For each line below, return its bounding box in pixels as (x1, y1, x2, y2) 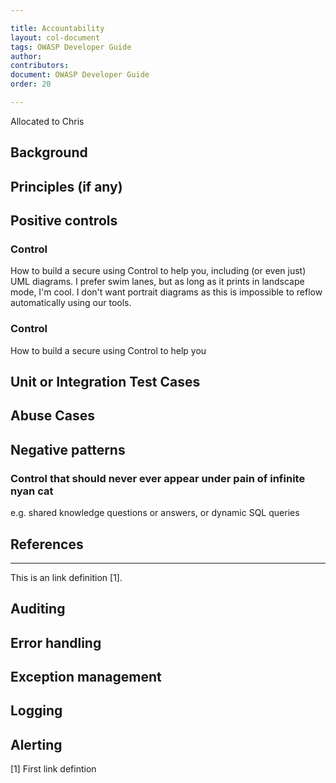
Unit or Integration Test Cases (10, 374, 201, 391)
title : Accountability (10, 23, 105, 33)
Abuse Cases (10, 407, 95, 425)
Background (10, 144, 88, 161)
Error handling (10, 634, 102, 651)
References (10, 536, 84, 553)
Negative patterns (10, 441, 126, 458)
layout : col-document (10, 32, 101, 43)
